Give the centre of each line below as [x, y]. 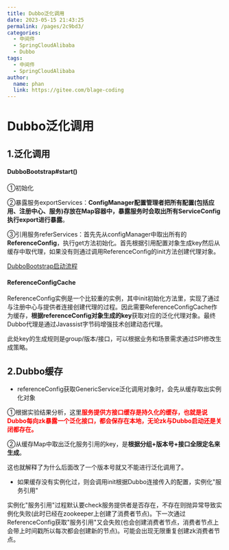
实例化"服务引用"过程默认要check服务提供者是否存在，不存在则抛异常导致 [112, 505]
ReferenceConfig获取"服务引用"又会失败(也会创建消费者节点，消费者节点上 [113, 522]
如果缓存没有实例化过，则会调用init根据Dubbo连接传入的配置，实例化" [116, 481]
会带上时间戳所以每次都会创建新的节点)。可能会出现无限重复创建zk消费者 [111, 531]
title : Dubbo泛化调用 [36, 13]
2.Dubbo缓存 [35, 371]
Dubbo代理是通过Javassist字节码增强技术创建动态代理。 [87, 324]
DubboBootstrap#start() [42, 172]
